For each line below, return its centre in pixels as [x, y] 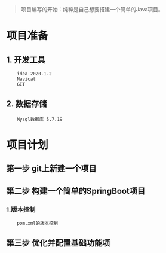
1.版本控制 [21, 209]
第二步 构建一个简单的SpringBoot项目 [76, 191]
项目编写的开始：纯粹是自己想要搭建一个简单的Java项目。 [92, 9]
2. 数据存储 [27, 104]
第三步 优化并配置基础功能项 [58, 243]
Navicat [26, 79]
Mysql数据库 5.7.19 [40, 119]
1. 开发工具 [26, 60]
